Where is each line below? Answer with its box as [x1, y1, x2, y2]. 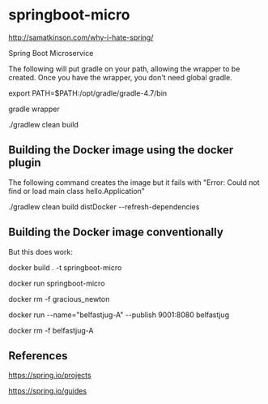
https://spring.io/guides [8, 386, 87, 396]
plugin [8, 156, 42, 170]
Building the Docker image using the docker [8, 144, 234, 157]
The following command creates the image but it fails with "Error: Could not [8, 177, 260, 187]
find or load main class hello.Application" [8, 186, 146, 196]
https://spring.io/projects [8, 371, 91, 380]
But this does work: [8, 247, 73, 256]
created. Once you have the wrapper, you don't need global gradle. [8, 72, 232, 82]
